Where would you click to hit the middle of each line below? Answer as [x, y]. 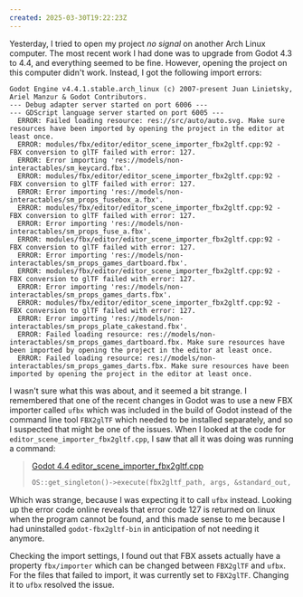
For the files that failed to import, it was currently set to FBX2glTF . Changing [149, 574]
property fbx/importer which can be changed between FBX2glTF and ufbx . [148, 565]
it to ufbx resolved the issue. [62, 584]
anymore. [27, 538]
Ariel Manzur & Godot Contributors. [78, 97]
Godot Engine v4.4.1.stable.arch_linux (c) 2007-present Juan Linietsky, [151, 89]
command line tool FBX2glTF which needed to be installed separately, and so [151, 419]
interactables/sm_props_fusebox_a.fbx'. [87, 200]
